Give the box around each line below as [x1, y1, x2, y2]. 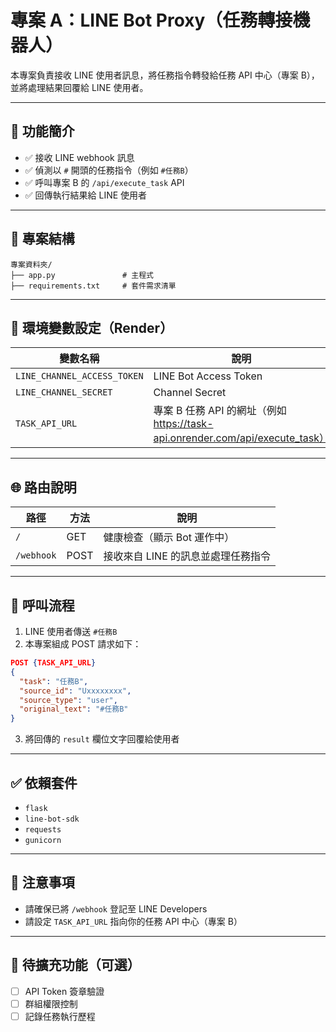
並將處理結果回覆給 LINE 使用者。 [10, 81, 149, 93]
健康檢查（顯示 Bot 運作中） [103, 531, 235, 545]
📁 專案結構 [10, 231, 75, 248]
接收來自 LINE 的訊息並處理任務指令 [103, 549, 272, 563]
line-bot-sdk [24, 814, 80, 824]
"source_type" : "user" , [19, 695, 118, 705]
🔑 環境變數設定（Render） [10, 319, 174, 336]
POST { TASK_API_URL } [10, 658, 97, 668]
